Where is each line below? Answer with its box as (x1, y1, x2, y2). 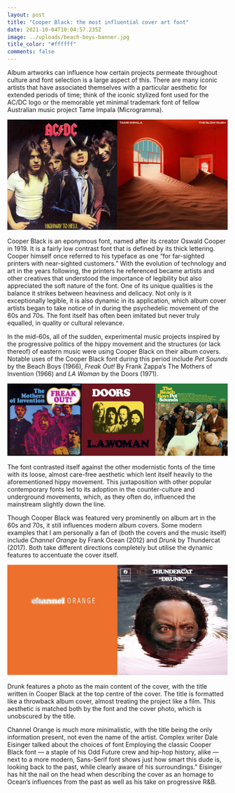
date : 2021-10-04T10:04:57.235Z (7, 26, 101, 33)
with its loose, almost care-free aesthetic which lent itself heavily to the (7, 470, 213, 478)
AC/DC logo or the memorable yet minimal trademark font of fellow (7, 98, 200, 106)
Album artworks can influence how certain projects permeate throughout (7, 69, 218, 76)
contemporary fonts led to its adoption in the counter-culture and (7, 485, 194, 493)
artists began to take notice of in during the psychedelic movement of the (7, 303, 219, 312)
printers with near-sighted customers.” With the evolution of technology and (7, 259, 227, 268)
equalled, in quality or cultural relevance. (7, 319, 124, 327)
